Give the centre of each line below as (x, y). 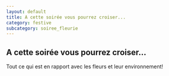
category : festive (29, 23)
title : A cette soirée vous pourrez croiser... (66, 17)
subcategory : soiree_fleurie (42, 28)
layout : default (26, 12)
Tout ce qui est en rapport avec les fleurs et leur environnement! (85, 66)
